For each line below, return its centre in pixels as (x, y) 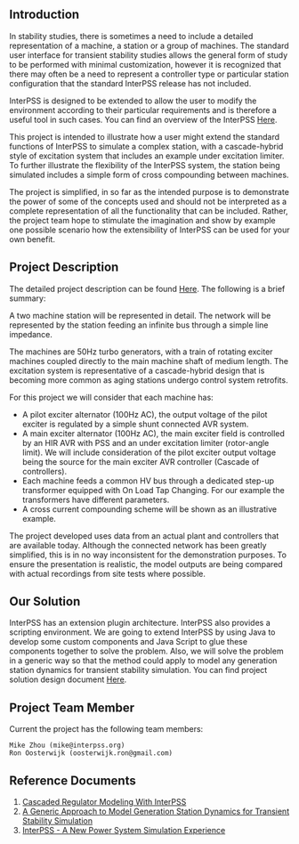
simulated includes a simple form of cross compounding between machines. (149, 174)
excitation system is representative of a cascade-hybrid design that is (137, 370)
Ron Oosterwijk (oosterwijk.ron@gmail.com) (91, 753)
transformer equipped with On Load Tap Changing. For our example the (153, 490)
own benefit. (32, 239)
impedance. (31, 334)
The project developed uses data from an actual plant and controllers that (144, 536)
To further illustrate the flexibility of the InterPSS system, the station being (145, 165)
